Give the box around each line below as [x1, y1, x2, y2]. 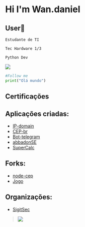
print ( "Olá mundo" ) [5, 78, 46, 83]
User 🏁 [5, 24, 25, 33]
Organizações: [5, 193, 53, 202]
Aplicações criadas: [5, 109, 69, 118]
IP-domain [12, 123, 34, 129]
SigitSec [12, 206, 30, 212]
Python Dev [5, 55, 28, 60]
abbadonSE [12, 139, 37, 145]
